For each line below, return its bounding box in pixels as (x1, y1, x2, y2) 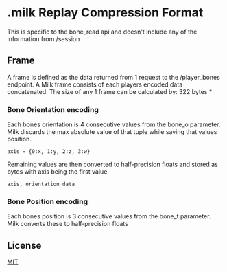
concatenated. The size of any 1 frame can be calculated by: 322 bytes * (7, 87, 213, 95)
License (7, 239, 42, 251)
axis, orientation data (7, 181, 75, 188)
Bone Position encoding (7, 196, 88, 206)
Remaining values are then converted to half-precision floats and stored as (7, 160, 218, 169)
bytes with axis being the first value (7, 168, 108, 176)
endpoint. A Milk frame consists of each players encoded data (7, 80, 183, 89)
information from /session (7, 34, 80, 43)
